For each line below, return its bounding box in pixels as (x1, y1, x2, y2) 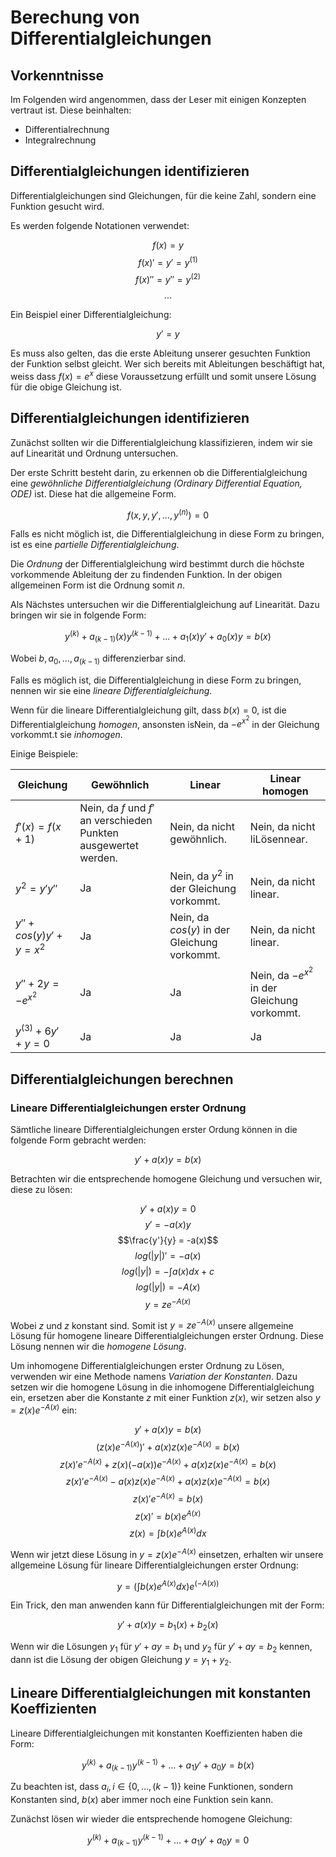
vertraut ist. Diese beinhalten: (10, 104, 132, 116)
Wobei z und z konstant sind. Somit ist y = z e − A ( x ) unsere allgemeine (10, 1317, 294, 1331)
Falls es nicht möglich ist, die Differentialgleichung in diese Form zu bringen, (10, 528, 325, 540)
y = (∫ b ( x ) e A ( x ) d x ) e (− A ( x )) (116, 1578, 220, 1592)
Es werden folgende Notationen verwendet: (10, 219, 190, 231)
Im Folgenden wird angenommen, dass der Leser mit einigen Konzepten (10, 94, 307, 105)
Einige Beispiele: (10, 748, 78, 760)
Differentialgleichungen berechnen (10, 1071, 234, 1088)
